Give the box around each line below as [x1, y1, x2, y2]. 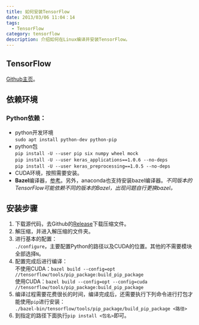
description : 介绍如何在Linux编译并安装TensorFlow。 [6, 37, 130, 42]
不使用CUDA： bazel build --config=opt [14, 265, 115, 272]
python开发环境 [14, 129, 54, 136]
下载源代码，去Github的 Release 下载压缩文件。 [14, 220, 130, 227]
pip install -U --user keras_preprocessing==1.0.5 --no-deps [14, 163, 171, 169]
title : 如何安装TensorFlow [6, 8, 70, 15]
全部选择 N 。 [14, 250, 44, 257]
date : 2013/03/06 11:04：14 [6, 14, 75, 20]
